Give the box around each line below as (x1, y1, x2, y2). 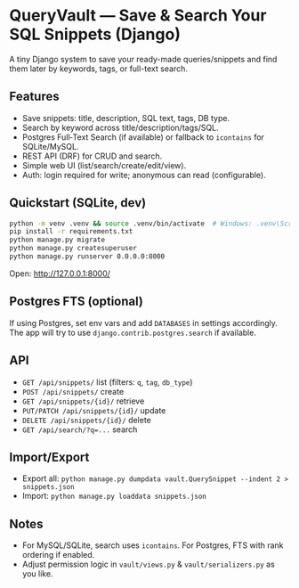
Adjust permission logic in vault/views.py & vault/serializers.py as (21, 559, 276, 570)
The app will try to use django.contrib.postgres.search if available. (9, 327, 256, 338)
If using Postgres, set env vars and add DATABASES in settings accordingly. (9, 317, 279, 328)
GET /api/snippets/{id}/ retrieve (21, 396, 145, 406)
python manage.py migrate (9, 235, 105, 245)
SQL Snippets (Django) (9, 24, 181, 45)
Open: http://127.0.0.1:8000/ (9, 268, 111, 279)
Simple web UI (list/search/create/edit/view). (21, 159, 187, 170)
